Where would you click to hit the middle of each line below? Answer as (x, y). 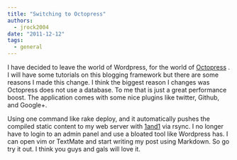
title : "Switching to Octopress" (57, 14)
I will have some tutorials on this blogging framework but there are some (113, 75)
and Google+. (27, 105)
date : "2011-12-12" (36, 34)
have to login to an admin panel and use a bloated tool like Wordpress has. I (118, 134)
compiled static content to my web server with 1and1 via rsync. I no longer (115, 126)
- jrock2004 (32, 27)
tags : (15, 41)
